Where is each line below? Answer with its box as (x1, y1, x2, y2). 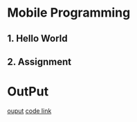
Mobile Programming (7, 5, 131, 21)
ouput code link (7, 106, 52, 115)
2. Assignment (7, 55, 72, 67)
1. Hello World (7, 33, 68, 44)
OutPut (7, 84, 49, 100)
